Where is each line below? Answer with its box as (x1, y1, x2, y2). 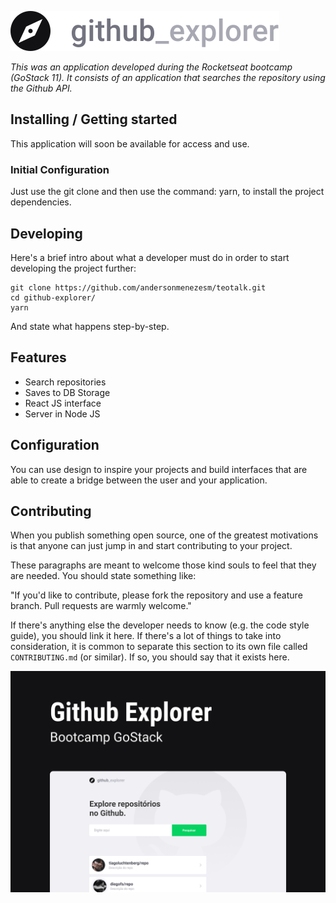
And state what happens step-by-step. (10, 320, 170, 332)
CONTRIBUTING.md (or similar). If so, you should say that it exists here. (10, 651, 290, 663)
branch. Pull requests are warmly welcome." (10, 600, 192, 612)
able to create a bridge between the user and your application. (10, 474, 268, 486)
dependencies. (10, 196, 72, 208)
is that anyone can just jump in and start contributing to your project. (10, 540, 293, 552)
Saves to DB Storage (24, 386, 111, 398)
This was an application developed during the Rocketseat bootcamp (10, 61, 293, 73)
